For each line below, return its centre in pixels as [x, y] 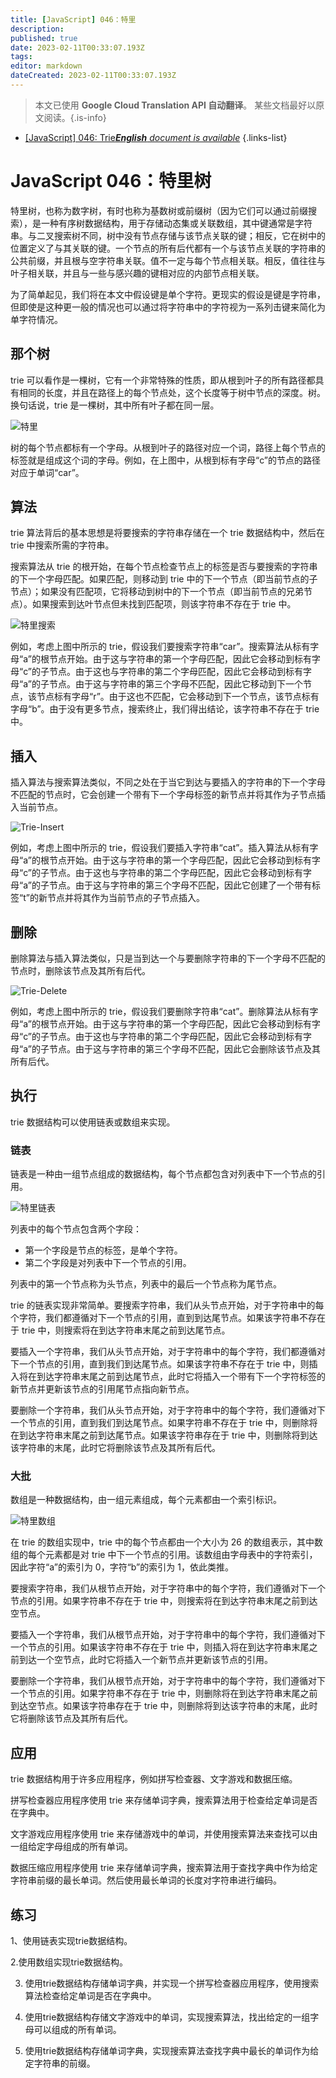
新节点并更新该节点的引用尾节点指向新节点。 [102, 1389]
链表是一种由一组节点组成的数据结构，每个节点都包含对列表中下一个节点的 [163, 1174]
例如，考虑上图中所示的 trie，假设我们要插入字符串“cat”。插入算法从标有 [160, 848]
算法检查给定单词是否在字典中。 [90, 1996]
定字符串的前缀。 [60, 2063]
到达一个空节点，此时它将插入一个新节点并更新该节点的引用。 [145, 1660]
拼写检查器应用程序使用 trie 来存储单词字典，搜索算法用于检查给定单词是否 [164, 1800]
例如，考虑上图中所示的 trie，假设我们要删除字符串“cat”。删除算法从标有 [160, 1012]
